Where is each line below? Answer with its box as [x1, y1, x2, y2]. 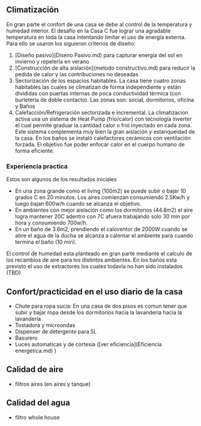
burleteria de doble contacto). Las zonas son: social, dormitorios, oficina [14, 96, 194, 103]
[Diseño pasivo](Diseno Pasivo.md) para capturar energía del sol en [14, 51, 183, 59]
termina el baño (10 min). [14, 238, 77, 245]
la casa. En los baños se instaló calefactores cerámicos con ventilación [14, 134, 191, 142]
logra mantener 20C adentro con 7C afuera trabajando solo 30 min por [14, 213, 190, 220]
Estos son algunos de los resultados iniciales [6, 176, 117, 183]
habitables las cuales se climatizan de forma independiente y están [14, 83, 181, 91]
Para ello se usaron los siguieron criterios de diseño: [6, 40, 136, 47]
